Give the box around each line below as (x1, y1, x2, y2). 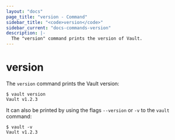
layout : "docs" (6, 8, 43, 15)
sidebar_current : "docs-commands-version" (6, 24, 111, 31)
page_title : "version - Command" (6, 14, 88, 20)
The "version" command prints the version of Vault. (11, 36, 143, 41)
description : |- (6, 30, 46, 36)
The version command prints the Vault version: (6, 80, 120, 87)
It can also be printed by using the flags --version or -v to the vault (6, 106, 170, 114)
